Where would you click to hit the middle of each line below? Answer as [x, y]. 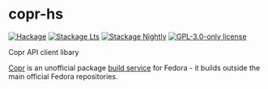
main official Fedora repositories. [63, 76]
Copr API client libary [44, 52]
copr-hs [36, 14]
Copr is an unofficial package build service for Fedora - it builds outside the [134, 68]
